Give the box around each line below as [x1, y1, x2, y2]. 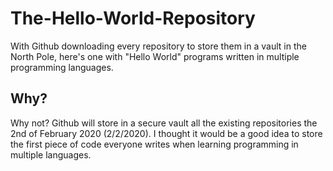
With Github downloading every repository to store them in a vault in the [10, 40, 307, 52]
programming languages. [10, 61, 114, 73]
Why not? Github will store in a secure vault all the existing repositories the [10, 117, 318, 129]
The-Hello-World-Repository [10, 7, 256, 30]
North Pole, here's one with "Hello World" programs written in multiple [10, 50, 300, 62]
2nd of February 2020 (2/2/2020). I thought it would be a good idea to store [10, 127, 323, 139]
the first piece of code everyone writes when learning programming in [10, 138, 299, 150]
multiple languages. [10, 148, 92, 161]
